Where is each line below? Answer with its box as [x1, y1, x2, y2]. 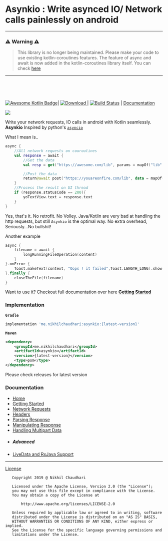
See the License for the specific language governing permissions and [11, 528, 162, 533]
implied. [5, 524, 23, 529]
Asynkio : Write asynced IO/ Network [5, 3, 162, 15]
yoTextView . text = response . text [23, 194, 93, 199]
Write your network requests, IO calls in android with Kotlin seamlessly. [5, 119, 151, 125]
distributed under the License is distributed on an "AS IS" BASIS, [11, 515, 157, 520]
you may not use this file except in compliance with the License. [11, 489, 155, 494]
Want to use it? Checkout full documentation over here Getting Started [5, 289, 151, 295]
